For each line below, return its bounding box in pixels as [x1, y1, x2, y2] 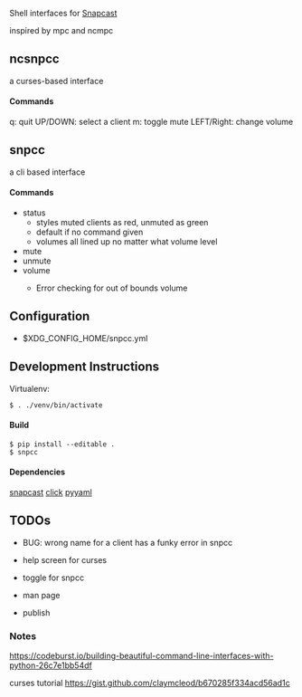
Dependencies [9, 466, 66, 478]
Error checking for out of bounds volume [35, 282, 188, 293]
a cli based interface [9, 167, 86, 177]
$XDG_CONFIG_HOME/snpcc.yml [22, 332, 148, 343]
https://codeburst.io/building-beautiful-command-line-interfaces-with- [9, 651, 274, 662]
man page [22, 589, 61, 600]
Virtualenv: [9, 383, 50, 394]
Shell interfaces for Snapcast [9, 8, 118, 18]
